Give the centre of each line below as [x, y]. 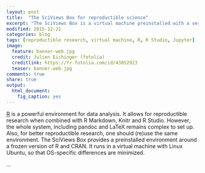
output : [16, 86]
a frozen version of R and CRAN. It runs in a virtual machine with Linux [95, 146]
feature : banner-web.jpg [43, 52]
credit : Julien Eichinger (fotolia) [58, 57]
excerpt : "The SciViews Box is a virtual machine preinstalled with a [98, 23]
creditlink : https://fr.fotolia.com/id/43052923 [75, 63]
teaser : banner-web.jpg [42, 68]
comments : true [26, 74]
